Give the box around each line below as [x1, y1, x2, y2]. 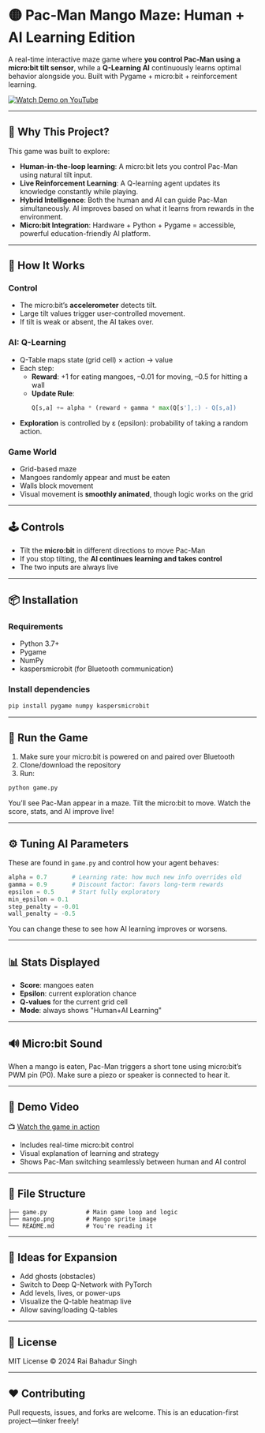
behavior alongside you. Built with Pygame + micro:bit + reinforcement [8, 71, 238, 81]
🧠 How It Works [8, 259, 85, 272]
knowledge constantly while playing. [19, 186, 139, 196]
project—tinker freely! [8, 1416, 80, 1426]
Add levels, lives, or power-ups [19, 1289, 121, 1298]
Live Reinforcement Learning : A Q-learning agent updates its [19, 178, 221, 188]
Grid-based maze [19, 463, 77, 474]
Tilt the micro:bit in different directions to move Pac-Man [19, 546, 206, 555]
